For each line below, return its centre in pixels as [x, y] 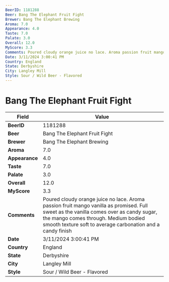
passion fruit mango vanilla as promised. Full [95, 205]
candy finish [57, 230]
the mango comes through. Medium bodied [94, 218]
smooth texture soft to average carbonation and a [101, 224]
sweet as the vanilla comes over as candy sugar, [100, 212]
